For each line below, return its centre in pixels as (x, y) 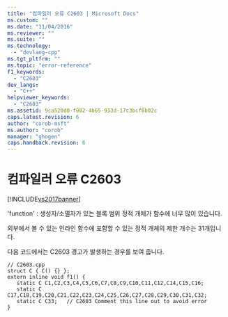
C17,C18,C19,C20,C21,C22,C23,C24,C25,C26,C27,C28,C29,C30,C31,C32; (107, 295)
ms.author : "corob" (36, 130)
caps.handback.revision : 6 (46, 143)
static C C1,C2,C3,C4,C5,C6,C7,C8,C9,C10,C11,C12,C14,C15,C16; (110, 283)
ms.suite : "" (26, 40)
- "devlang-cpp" (37, 53)
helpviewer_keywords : (39, 98)
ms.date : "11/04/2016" (40, 26)
